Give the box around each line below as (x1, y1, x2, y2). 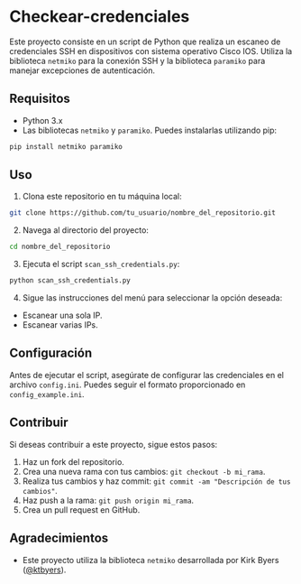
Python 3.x (22, 115, 63, 125)
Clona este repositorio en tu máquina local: (22, 191, 182, 202)
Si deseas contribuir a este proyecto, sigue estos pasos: (9, 439, 218, 450)
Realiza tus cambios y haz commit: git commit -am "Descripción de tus (22, 476, 291, 487)
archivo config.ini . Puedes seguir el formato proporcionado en (9, 379, 246, 390)
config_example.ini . (9, 388, 85, 399)
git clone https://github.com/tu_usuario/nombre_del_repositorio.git (9, 209, 277, 218)
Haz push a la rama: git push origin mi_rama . (22, 495, 195, 505)
